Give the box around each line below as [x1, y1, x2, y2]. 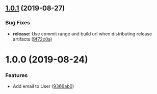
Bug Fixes [5, 19, 31, 26]
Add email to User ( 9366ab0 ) [12, 83, 74, 89]
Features [5, 72, 28, 79]
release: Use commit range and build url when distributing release [12, 30, 152, 37]
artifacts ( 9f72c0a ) [12, 36, 53, 42]
